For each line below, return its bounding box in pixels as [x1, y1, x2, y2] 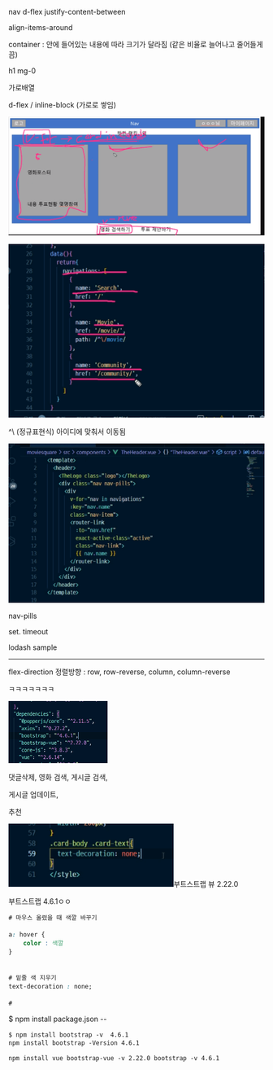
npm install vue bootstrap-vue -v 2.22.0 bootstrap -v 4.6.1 [8, 1055, 220, 1063]
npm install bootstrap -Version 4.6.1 [8, 1039, 140, 1047]
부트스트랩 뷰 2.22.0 [173, 879, 239, 888]
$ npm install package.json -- [8, 1014, 107, 1024]
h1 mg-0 [8, 66, 37, 76]
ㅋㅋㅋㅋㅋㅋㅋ [8, 684, 55, 694]
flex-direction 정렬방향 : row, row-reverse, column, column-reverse [8, 667, 231, 677]
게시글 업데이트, [8, 789, 59, 799]
